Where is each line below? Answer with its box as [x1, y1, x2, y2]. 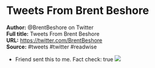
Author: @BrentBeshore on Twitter [6, 24, 94, 31]
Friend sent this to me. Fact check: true [15, 55, 114, 63]
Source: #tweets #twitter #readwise [6, 43, 97, 50]
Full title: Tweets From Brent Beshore [6, 30, 100, 37]
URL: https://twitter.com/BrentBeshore [6, 36, 103, 44]
